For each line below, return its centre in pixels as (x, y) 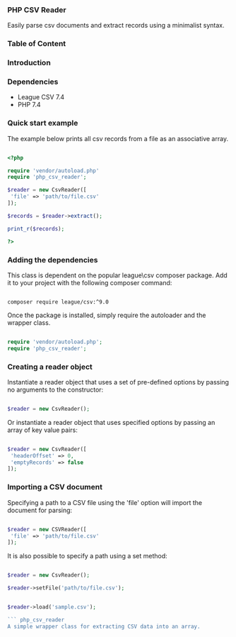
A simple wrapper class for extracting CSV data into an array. (104, 626)
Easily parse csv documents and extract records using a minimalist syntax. (116, 26)
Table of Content (37, 44)
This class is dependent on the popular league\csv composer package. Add (117, 275)
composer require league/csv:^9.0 (58, 302)
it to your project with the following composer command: (90, 282)
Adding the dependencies (53, 260)
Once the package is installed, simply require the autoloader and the (107, 315)
